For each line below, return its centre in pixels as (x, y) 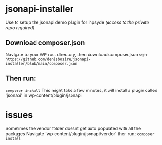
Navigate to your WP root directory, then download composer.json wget (77, 54)
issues (19, 115)
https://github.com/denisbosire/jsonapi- (48, 59)
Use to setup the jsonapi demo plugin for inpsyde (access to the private (77, 22)
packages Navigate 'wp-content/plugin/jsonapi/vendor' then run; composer (80, 134)
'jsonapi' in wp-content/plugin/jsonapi (44, 95)
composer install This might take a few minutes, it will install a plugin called (81, 90)
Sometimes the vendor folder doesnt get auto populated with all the (73, 128)
